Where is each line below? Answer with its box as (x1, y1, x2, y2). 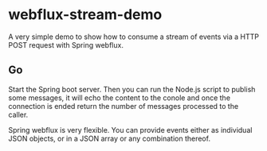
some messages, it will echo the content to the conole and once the (8, 93, 231, 103)
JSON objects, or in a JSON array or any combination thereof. (8, 134, 211, 143)
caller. (8, 110, 29, 119)
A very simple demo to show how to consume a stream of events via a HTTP (8, 32, 259, 41)
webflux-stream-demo (8, 6, 163, 24)
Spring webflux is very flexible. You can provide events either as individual (8, 125, 253, 134)
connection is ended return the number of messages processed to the (8, 101, 239, 110)
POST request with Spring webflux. (8, 40, 124, 49)
